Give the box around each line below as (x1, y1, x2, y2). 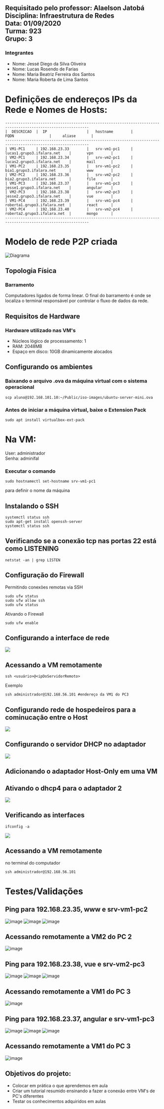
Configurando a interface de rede (5, 633, 110, 642)
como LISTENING (5, 545, 59, 553)
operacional (5, 384, 34, 391)
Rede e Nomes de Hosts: (5, 104, 107, 115)
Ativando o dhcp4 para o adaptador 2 (5, 784, 122, 793)
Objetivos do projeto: (5, 1070, 71, 1078)
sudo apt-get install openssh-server (5, 519, 83, 524)
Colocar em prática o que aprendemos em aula (12, 1082, 108, 1088)
